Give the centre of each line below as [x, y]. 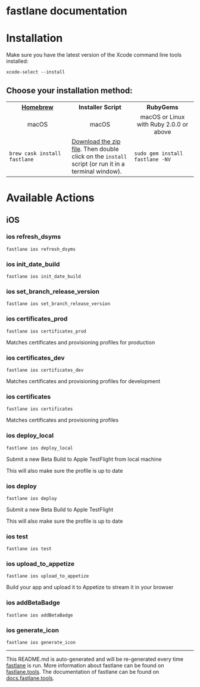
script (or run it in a [98, 164]
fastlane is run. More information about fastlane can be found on [85, 666]
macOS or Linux [162, 116]
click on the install [99, 156]
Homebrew [37, 107]
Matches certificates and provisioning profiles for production [81, 342]
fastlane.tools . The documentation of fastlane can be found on [83, 672]
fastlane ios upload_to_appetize [48, 576]
